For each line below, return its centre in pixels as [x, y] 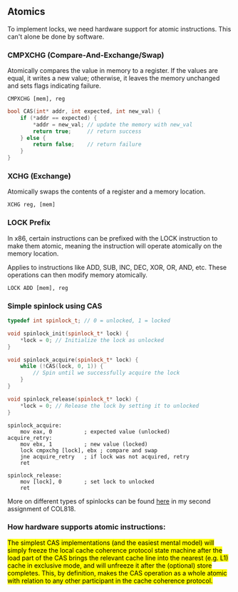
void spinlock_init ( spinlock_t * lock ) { [68, 333]
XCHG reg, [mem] [31, 205]
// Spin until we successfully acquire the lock [107, 373]
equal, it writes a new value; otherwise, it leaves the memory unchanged [114, 79]
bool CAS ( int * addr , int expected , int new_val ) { [84, 111]
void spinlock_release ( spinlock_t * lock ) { [73, 399]
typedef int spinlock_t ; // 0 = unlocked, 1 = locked [89, 321]
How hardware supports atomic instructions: [87, 527]
